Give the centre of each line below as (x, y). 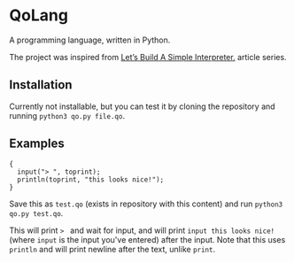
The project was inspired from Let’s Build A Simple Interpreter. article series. (148, 57)
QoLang (39, 15)
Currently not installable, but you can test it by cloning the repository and (143, 106)
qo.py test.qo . (36, 213)
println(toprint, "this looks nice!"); (91, 179)
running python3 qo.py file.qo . (67, 115)
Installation (41, 85)
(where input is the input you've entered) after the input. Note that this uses (147, 239)
